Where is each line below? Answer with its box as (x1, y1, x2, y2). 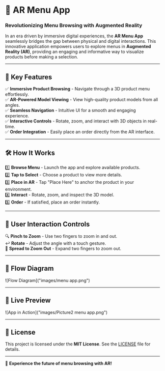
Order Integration (9, 129, 46, 135)
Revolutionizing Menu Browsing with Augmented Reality (5, 22, 142, 29)
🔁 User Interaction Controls (5, 220, 90, 228)
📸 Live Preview (5, 296, 51, 305)
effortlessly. (5, 91, 29, 97)
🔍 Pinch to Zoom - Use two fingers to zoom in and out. (5, 233, 117, 239)
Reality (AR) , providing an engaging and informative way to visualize (5, 49, 144, 55)
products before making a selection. (5, 54, 79, 60)
